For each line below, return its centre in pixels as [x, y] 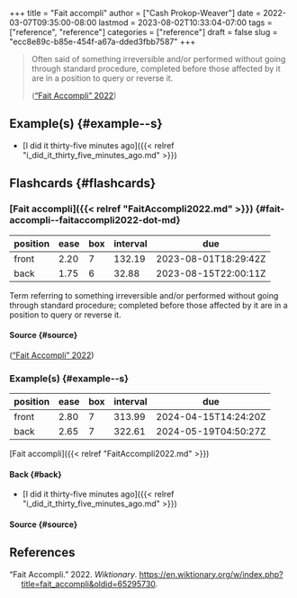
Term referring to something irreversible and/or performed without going [144, 295]
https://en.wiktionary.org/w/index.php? [211, 574]
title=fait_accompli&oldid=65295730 [88, 584]
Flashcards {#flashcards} [82, 183]
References [42, 553]
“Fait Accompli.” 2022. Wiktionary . [73, 574]
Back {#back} [36, 474]
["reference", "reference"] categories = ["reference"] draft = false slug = [144, 32]
